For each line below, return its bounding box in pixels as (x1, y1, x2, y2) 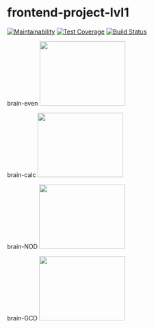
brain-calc (7, 170, 36, 179)
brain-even (7, 99, 38, 107)
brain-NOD (7, 242, 38, 250)
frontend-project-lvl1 (7, 5, 129, 21)
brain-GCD (7, 314, 38, 322)
